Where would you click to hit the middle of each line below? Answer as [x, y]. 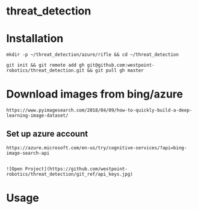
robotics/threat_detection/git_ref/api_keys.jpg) [70, 174]
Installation [35, 39]
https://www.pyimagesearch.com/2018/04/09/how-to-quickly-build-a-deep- [99, 110]
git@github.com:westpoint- [121, 65]
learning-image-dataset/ [37, 116]
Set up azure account [47, 134]
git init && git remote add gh [45, 65]
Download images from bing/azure [95, 94]
